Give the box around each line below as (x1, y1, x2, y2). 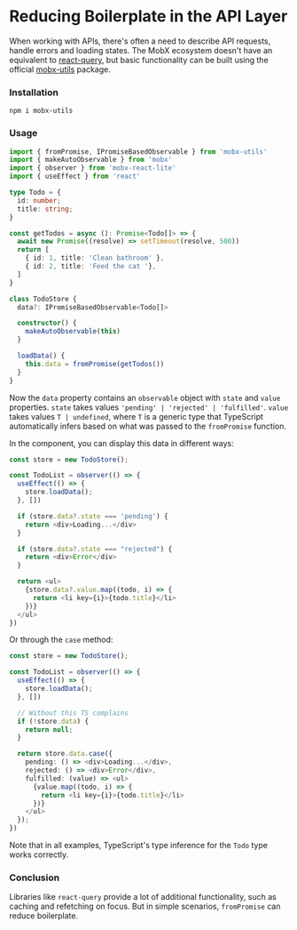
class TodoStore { (9, 294, 77, 303)
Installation (9, 86, 59, 99)
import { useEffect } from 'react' (9, 172, 141, 181)
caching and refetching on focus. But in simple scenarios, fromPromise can (9, 901, 281, 912)
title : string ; (17, 204, 74, 213)
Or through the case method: (9, 634, 113, 645)
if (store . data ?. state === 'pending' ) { (17, 511, 168, 521)
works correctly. (9, 849, 69, 860)
